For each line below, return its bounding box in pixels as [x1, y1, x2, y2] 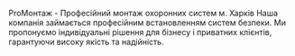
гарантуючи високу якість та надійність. [8, 36, 164, 47]
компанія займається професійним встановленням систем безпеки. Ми [8, 17, 286, 28]
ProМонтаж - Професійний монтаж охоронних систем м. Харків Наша [8, 8, 279, 18]
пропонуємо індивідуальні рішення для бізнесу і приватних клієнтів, [8, 27, 272, 37]
